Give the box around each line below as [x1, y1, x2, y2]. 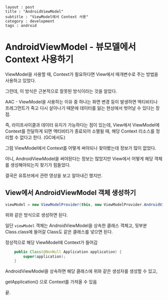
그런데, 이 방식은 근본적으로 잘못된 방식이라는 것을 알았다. [5, 88, 117, 94]
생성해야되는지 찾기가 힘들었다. [10, 161, 71, 167]
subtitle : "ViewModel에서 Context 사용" [5, 14, 88, 19]
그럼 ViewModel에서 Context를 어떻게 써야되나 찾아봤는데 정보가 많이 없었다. [5, 145, 156, 151]
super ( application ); [23, 254, 66, 259]
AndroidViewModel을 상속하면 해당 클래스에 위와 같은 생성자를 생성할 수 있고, [5, 268, 157, 274]
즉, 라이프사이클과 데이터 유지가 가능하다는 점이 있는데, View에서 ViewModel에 [5, 121, 160, 127]
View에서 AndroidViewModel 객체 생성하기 [5, 188, 136, 197]
